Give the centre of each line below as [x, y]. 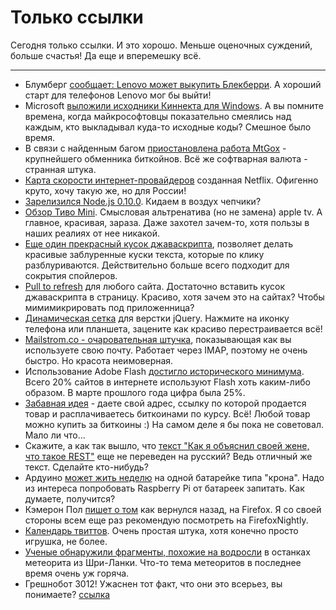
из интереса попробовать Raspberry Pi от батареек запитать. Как [164, 488]
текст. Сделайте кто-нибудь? [86, 467]
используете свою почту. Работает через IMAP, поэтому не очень [166, 350]
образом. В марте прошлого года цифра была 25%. [135, 392]
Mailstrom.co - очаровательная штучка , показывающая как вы [158, 339]
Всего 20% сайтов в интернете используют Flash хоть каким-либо [167, 382]
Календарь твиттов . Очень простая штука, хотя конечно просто [161, 530]
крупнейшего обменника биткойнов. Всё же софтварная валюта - [166, 158]
